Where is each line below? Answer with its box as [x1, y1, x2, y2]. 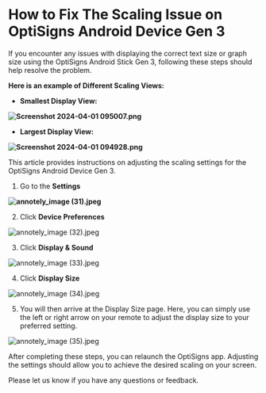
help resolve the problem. [8, 65, 92, 74]
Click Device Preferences [19, 212, 105, 221]
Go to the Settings [19, 181, 81, 191]
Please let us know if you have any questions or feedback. [8, 375, 199, 385]
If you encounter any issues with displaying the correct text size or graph [8, 48, 248, 58]
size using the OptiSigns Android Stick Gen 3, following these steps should [8, 57, 253, 67]
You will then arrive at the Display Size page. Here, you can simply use [19, 303, 251, 314]
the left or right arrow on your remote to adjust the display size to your [19, 312, 249, 322]
